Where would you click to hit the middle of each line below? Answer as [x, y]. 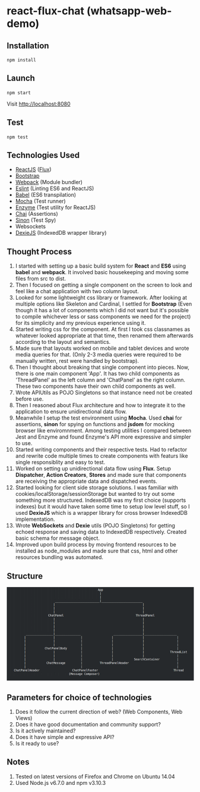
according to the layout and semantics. [63, 342]
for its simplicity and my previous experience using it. [80, 323]
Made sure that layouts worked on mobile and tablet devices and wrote [102, 348]
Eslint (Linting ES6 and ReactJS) [55, 188]
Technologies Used [43, 155]
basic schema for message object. [58, 538]
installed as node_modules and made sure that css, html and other [96, 551]
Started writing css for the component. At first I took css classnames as [103, 330]
